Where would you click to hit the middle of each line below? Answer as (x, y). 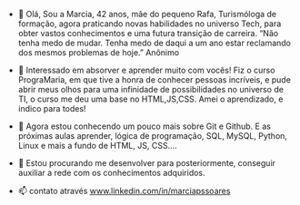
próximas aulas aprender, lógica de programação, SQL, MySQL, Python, (153, 136)
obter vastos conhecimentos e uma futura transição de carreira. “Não (148, 33)
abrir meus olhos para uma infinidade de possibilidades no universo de (151, 89)
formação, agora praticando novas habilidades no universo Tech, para (150, 24)
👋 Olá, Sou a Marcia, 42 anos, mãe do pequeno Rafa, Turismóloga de (147, 14)
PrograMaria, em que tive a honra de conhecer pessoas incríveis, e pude (154, 80)
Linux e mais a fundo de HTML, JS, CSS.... (97, 146)
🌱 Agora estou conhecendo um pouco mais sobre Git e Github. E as (144, 126)
